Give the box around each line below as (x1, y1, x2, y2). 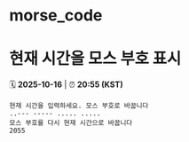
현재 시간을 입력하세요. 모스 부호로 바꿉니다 (9, 101, 149, 111)
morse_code (9, 5, 103, 26)
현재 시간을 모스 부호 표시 (9, 49, 182, 69)
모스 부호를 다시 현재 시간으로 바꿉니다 (9, 119, 133, 128)
